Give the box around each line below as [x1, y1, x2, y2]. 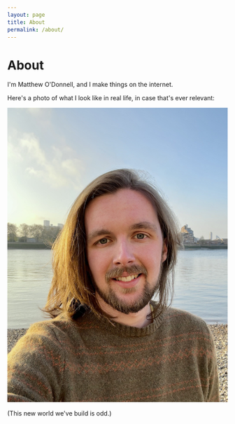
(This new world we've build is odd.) [7, 409, 112, 418]
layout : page [7, 11, 45, 18]
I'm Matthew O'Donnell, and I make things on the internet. [7, 81, 173, 89]
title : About [7, 18, 45, 26]
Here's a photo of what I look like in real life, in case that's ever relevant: [7, 94, 215, 102]
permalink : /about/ [7, 26, 64, 33]
